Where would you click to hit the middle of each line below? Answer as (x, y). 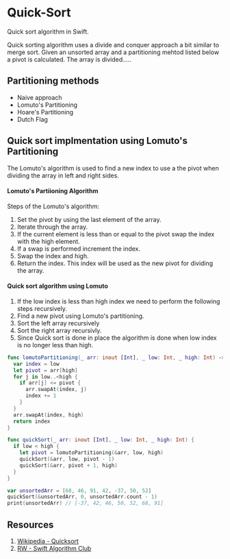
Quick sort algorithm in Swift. (48, 32)
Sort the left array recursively (58, 323)
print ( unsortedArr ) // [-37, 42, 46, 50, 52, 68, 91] (86, 504)
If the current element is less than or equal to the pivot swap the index (116, 234)
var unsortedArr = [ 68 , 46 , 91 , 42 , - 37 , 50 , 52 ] (79, 490)
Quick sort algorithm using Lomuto (57, 286)
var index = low (36, 364)
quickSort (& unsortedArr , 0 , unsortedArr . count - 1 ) (82, 497)
